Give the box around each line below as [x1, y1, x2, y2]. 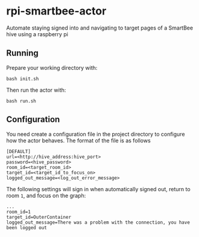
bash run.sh [6, 98, 36, 104]
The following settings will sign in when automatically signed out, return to [6, 185, 191, 192]
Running [6, 48, 39, 58]
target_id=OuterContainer [6, 214, 71, 220]
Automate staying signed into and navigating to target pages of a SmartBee [6, 24, 194, 31]
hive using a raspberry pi [6, 30, 68, 37]
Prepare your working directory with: [6, 64, 98, 71]
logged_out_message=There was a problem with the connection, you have [6, 219, 190, 226]
